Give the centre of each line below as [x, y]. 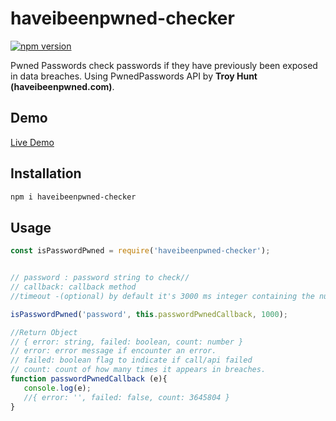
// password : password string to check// [100, 278]
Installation [46, 173]
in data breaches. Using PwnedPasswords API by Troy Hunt [134, 76]
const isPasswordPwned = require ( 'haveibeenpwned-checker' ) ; [140, 251]
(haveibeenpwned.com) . [62, 86]
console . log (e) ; [57, 388]
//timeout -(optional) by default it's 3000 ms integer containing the [162, 296]
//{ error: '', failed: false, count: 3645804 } [126, 397]
